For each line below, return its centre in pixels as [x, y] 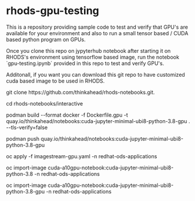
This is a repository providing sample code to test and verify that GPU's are [97, 27]
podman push [23, 138]
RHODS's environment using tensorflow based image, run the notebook [93, 57]
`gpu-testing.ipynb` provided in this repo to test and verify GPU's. [85, 63]
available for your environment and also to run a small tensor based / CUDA [97, 33]
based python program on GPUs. [46, 39]
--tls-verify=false [27, 127]
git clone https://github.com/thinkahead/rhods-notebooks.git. [80, 92]
